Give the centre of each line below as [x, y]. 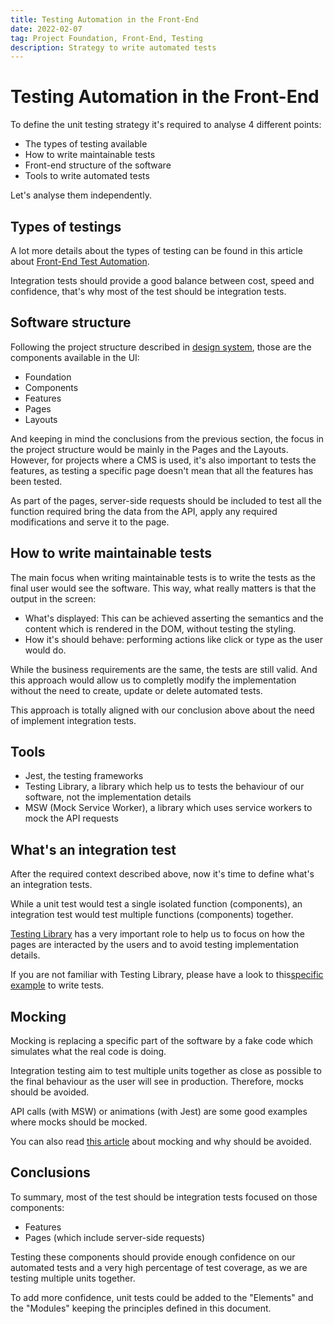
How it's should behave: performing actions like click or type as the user [173, 639]
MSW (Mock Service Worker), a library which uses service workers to [168, 808]
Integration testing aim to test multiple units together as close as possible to [166, 1071]
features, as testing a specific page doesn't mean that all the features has [162, 470]
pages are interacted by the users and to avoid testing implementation [154, 945]
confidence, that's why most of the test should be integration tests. [148, 291]
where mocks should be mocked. [79, 1122]
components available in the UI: [75, 357]
